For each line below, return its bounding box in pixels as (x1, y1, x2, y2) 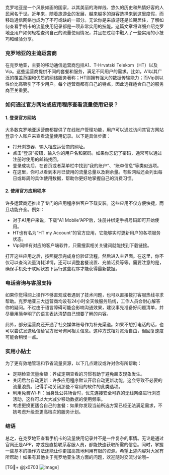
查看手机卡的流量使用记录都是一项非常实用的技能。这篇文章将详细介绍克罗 (9, 23, 164, 29)
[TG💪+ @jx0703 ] (5, 464, 59, 470)
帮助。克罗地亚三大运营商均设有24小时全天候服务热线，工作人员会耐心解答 (5, 298, 161, 304)
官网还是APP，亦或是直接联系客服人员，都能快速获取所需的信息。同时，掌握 (5, 441, 164, 447)
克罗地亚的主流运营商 (5, 49, 57, 56)
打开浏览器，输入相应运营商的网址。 (12, 144, 88, 150)
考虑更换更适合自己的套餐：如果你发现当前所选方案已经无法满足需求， (12, 402, 158, 408)
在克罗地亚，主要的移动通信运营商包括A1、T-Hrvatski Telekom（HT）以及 (5, 62, 158, 68)
